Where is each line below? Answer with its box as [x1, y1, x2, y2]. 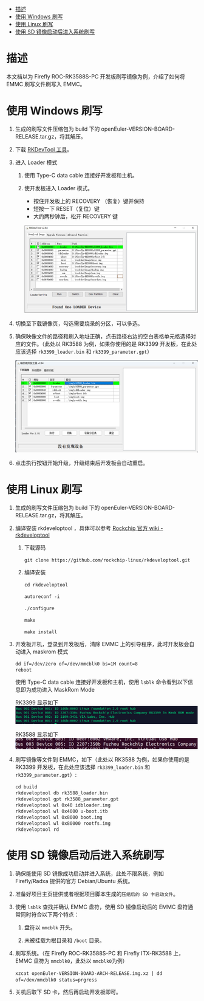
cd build [15, 784, 38, 790]
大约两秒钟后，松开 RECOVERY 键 [33, 212, 118, 220]
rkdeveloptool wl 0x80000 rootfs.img [15, 820, 111, 827]
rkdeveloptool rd [15, 827, 59, 833]
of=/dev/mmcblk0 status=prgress [15, 977, 97, 983]
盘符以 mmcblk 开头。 [24, 924, 76, 931]
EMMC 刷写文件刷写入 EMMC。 [6, 80, 86, 88]
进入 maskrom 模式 [20, 648, 69, 655]
